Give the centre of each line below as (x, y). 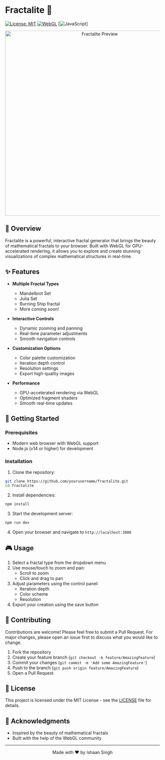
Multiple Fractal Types (35, 284)
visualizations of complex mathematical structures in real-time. (69, 256)
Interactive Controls (33, 318)
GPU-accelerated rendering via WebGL (59, 392)
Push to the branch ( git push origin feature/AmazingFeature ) (75, 668)
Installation (19, 461)
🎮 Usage (19, 548)
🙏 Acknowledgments (38, 721)
